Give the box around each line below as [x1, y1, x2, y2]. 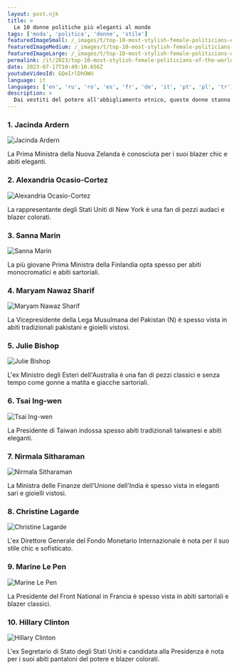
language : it [7, 76, 46, 84]
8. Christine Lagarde [7, 506, 80, 516]
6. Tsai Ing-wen [7, 396, 63, 406]
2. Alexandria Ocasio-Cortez [7, 175, 109, 185]
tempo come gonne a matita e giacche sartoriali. [7, 378, 149, 387]
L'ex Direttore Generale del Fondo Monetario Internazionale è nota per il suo [7, 536, 230, 545]
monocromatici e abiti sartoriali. [7, 267, 100, 276]
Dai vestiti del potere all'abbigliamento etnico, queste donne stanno [14, 97, 231, 104]
